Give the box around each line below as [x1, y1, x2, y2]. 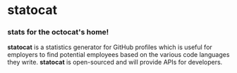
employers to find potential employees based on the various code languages [7, 51, 230, 59]
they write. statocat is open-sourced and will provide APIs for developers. [7, 58, 223, 67]
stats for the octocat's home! [7, 27, 109, 37]
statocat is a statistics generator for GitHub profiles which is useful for [7, 43, 213, 51]
